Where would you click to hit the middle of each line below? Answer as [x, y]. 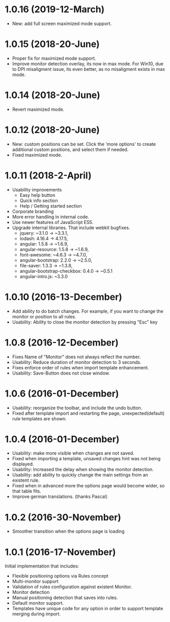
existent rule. [26, 480]
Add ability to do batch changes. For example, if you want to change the [88, 311]
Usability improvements [37, 189]
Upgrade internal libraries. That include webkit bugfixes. [71, 228]
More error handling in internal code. [51, 217]
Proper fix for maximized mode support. [54, 58]
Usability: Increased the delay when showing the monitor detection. [83, 469]
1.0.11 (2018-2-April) [48, 175]
